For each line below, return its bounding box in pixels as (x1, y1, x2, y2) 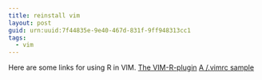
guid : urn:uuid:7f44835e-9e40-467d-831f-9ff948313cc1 (8, 26, 192, 34)
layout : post (8, 19, 52, 27)
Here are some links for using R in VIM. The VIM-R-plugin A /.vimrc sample (8, 63, 254, 72)
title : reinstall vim (8, 11, 81, 20)
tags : (8, 33, 26, 42)
